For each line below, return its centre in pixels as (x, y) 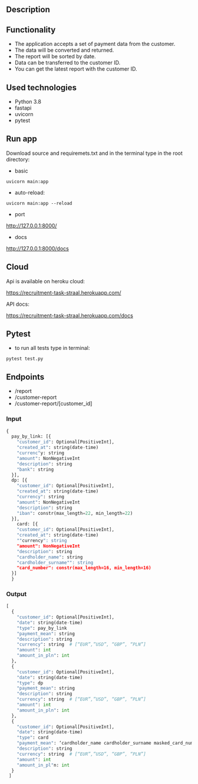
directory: (18, 159)
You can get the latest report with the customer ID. (76, 69)
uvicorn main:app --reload (39, 203)
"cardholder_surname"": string (55, 563)
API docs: (18, 304)
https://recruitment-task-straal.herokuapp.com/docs (70, 315)
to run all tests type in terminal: (52, 348)
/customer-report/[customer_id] (53, 403)
